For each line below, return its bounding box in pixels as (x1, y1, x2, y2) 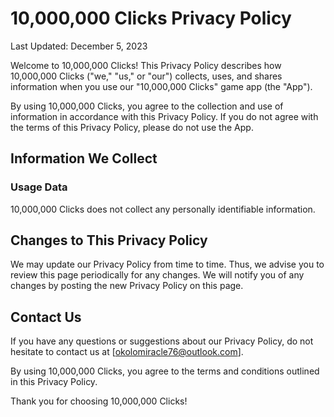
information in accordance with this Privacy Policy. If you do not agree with (10, 110, 319, 122)
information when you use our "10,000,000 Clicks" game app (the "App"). (10, 80, 313, 92)
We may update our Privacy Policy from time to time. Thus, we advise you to (10, 258, 325, 271)
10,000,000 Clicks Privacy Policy (10, 7, 292, 30)
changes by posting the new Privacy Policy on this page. (10, 280, 244, 292)
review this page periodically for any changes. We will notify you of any (10, 269, 305, 281)
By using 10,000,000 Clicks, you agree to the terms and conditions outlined (10, 365, 320, 377)
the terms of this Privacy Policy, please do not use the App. (10, 121, 254, 133)
